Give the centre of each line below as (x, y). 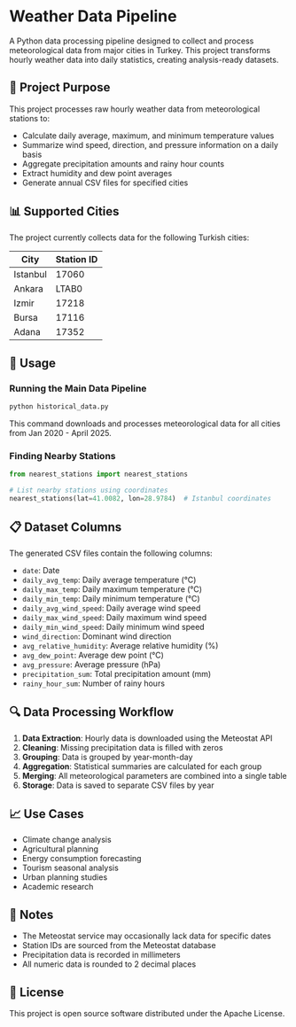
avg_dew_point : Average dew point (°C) (93, 655)
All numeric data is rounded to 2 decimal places (109, 964)
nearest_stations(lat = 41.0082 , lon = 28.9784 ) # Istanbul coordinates (140, 499)
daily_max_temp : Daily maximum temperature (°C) (112, 589)
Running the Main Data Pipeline (78, 388)
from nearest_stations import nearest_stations (99, 475)
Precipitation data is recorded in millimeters (101, 955)
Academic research (58, 887)
